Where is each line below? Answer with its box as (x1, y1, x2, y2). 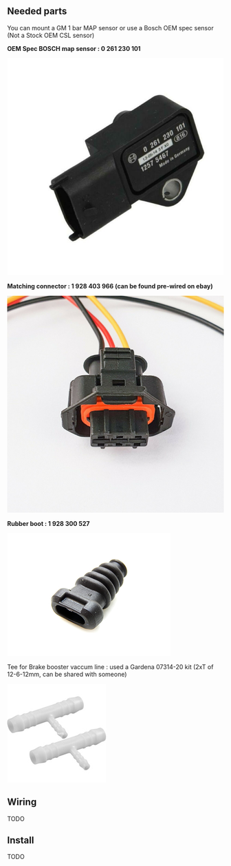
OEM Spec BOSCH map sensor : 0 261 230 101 (7, 44, 141, 52)
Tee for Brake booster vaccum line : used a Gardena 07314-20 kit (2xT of (7, 662, 214, 670)
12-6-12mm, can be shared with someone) (7, 670, 127, 678)
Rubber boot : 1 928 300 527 (7, 519, 90, 527)
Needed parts (7, 6, 67, 17)
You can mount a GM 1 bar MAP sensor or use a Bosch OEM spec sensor (7, 23, 214, 32)
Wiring (7, 796, 37, 808)
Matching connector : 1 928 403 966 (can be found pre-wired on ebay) (7, 282, 213, 290)
